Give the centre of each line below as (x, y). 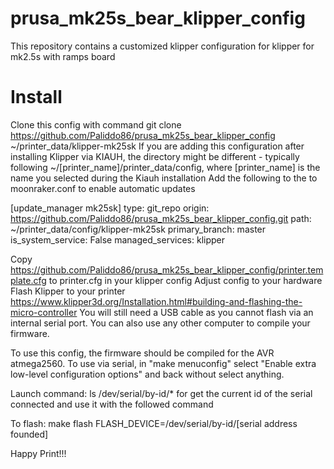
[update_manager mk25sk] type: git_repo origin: (110, 208)
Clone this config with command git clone (96, 124)
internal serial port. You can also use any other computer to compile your (160, 323)
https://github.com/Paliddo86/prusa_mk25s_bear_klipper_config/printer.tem (167, 269)
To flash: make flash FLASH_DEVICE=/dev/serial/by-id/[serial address (154, 423)
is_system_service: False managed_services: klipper (117, 239)
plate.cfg (28, 280)
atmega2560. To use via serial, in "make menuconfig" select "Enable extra (163, 363)
